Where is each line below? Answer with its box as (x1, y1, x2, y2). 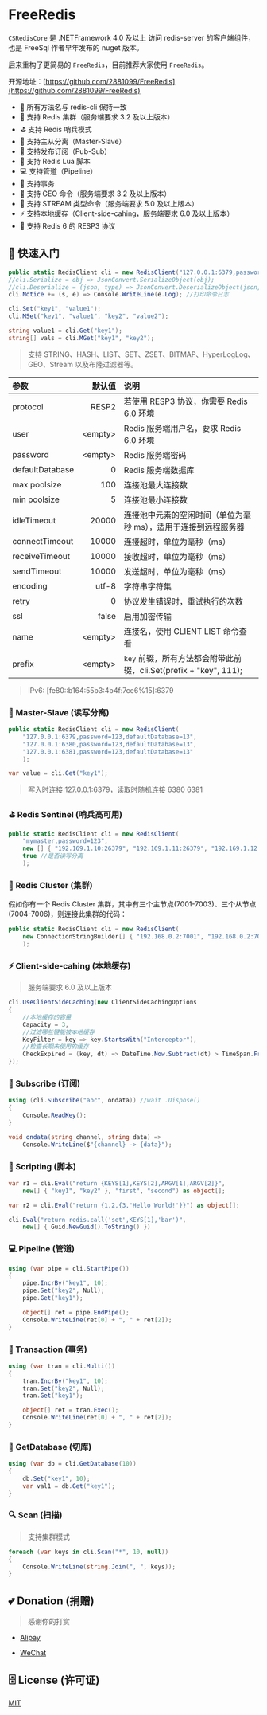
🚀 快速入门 (8, 247, 60, 260)
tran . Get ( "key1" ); (22, 1392, 83, 1400)
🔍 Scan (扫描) (8, 1509, 63, 1521)
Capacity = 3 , (22, 1020, 69, 1028)
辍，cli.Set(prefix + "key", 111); (123, 664, 242, 675)
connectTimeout (12, 535, 74, 546)
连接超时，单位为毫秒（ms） (123, 536, 231, 547)
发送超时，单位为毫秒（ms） (123, 566, 231, 577)
